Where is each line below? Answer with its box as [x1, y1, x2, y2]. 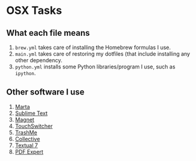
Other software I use [6, 87, 85, 97]
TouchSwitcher [14, 122, 53, 130]
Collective [14, 135, 40, 142]
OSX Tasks [6, 4, 62, 18]
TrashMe [14, 128, 37, 136]
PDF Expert [14, 148, 43, 155]
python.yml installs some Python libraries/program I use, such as [14, 63, 176, 70]
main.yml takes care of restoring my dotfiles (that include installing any [14, 50, 191, 57]
